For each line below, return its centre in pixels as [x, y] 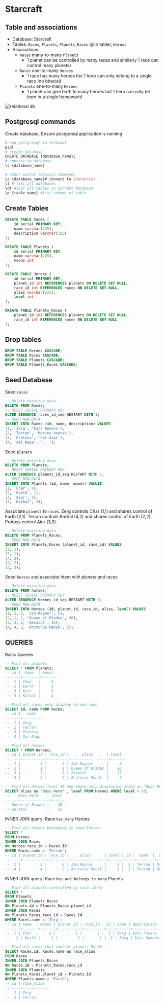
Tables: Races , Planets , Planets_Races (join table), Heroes [69, 44]
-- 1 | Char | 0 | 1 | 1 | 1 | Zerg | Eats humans [81, 933]
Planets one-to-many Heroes [48, 86]
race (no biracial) [44, 81]
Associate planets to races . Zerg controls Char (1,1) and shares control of [79, 511]
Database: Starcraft [32, 39]
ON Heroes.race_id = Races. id [36, 846]
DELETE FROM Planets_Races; [34, 536]
